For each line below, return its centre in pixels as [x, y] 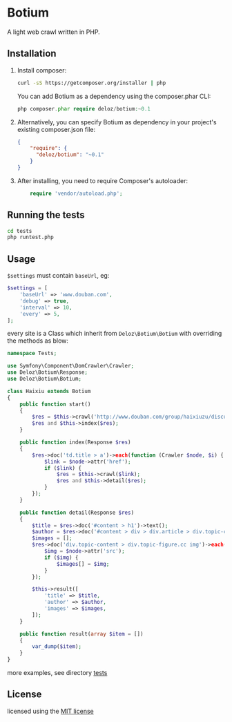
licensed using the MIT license [51, 711]
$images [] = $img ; [83, 564]
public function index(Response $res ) [75, 442]
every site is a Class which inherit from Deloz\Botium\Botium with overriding [115, 334]
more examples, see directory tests [57, 673]
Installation [32, 54]
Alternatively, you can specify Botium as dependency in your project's [117, 122]
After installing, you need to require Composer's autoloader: [103, 180]
